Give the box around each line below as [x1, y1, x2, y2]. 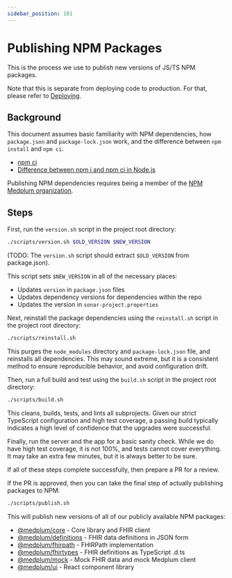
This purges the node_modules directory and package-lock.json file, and [7, 347, 210, 355]
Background [7, 111, 61, 123]
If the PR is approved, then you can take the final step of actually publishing [7, 479, 224, 487]
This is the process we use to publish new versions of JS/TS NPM [7, 63, 196, 72]
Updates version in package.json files [17, 286, 125, 294]
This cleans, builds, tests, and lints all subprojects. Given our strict [7, 408, 197, 417]
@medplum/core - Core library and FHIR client [17, 526, 151, 534]
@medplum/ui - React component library [17, 563, 135, 571]
